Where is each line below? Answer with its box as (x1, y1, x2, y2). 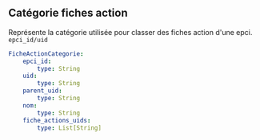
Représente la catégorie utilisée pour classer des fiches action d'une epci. (8, 27, 253, 37)
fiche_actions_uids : (22, 116, 91, 124)
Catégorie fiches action (8, 6, 128, 20)
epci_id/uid (8, 36, 48, 44)
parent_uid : (22, 87, 62, 95)
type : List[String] (37, 123, 102, 132)
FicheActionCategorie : (8, 49, 84, 58)
